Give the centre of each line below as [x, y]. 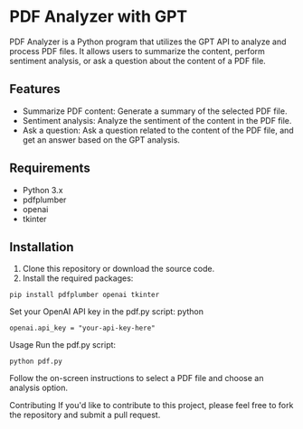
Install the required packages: [78, 278]
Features [35, 89]
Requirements [50, 168]
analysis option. [39, 388]
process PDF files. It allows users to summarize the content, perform [137, 51]
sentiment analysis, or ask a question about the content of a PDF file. [138, 61]
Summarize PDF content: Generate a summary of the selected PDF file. [155, 111]
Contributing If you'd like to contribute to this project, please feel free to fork [151, 406]
